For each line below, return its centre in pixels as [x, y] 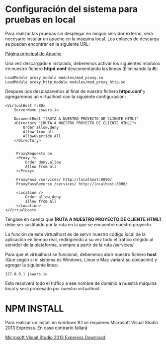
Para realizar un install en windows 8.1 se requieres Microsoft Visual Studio [82, 322]
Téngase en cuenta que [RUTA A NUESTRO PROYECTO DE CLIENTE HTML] [83, 219]
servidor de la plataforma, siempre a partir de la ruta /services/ [70, 245]
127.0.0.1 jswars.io [27, 274]
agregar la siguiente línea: [32, 265]
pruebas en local [40, 20]
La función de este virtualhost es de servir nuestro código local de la [75, 234]
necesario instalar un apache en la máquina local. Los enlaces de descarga [82, 39]
